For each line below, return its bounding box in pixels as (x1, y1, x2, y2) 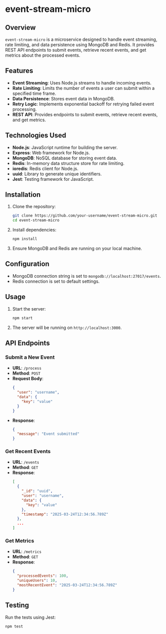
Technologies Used (5, 131, 66, 140)
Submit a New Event (5, 354, 55, 361)
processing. (12, 106, 37, 112)
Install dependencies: (12, 227, 57, 233)
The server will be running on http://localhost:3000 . (12, 324, 122, 330)
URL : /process (12, 365, 42, 371)
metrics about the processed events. (5, 52, 81, 58)
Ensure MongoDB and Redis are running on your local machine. (12, 245, 143, 251)
